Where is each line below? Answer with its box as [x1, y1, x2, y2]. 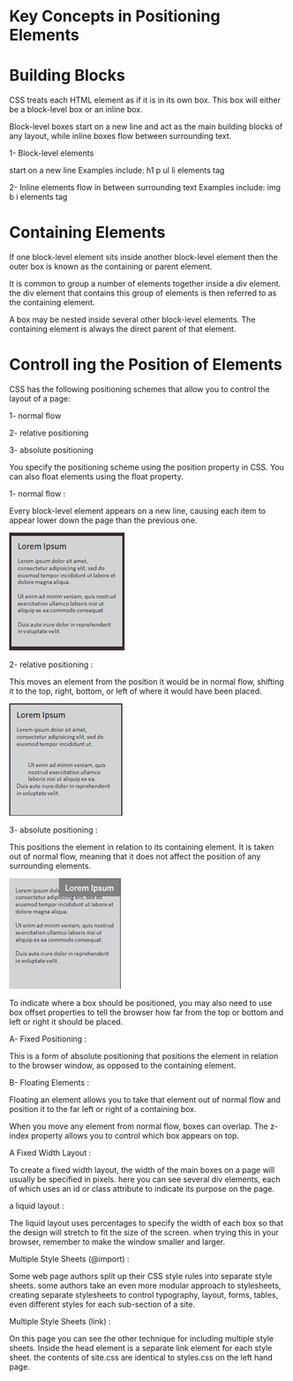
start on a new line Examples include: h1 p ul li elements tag [9, 165, 225, 176]
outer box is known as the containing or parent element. [9, 261, 213, 272]
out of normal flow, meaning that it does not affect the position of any [9, 851, 261, 862]
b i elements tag [9, 192, 68, 203]
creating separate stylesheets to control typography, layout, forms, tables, [9, 1290, 279, 1300]
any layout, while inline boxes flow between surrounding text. [9, 131, 232, 142]
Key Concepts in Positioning [9, 6, 221, 27]
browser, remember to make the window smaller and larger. [9, 1237, 226, 1247]
